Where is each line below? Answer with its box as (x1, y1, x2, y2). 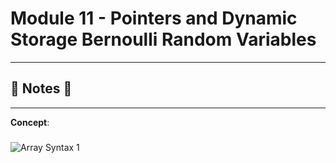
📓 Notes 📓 (10, 80, 73, 97)
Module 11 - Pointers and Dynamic (10, 7, 298, 30)
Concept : (10, 116, 50, 128)
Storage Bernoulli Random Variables (10, 28, 317, 51)
